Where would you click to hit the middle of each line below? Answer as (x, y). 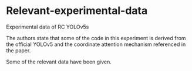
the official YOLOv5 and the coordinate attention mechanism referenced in (96, 44)
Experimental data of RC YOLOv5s (48, 27)
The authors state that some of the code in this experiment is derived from (96, 38)
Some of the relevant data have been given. (59, 62)
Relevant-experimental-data (77, 11)
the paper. (18, 50)
